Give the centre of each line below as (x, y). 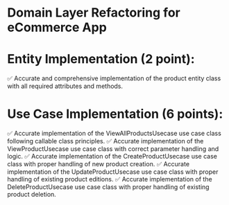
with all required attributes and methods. (65, 86)
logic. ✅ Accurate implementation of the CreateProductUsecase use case (112, 157)
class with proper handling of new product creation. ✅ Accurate (98, 164)
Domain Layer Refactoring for (94, 13)
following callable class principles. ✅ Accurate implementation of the (105, 141)
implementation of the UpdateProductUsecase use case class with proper (113, 172)
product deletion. (32, 195)
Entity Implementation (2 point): (101, 59)
